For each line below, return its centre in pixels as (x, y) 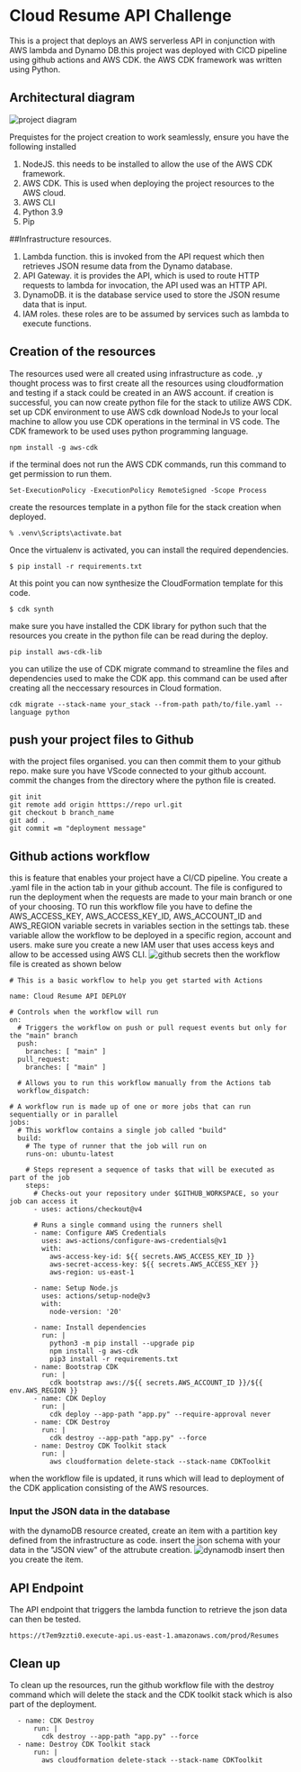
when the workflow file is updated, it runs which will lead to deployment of (147, 1478)
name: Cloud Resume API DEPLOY (68, 997)
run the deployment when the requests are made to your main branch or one (151, 897)
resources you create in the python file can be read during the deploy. (139, 635)
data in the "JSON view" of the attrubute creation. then (147, 1550)
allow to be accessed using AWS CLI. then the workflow (145, 955)
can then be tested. (45, 1620)
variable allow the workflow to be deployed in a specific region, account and (150, 936)
